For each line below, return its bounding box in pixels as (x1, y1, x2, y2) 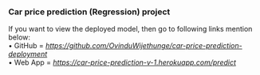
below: (8, 32, 30, 42)
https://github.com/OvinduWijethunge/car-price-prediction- (45, 41, 242, 51)
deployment (8, 50, 48, 59)
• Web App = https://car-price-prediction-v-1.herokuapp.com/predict (8, 58, 237, 67)
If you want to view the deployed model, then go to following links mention (8, 24, 253, 34)
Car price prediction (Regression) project (8, 6, 171, 17)
